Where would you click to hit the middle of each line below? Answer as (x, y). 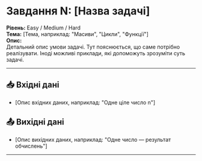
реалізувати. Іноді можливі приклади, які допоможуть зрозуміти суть (96, 53)
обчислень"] (31, 146)
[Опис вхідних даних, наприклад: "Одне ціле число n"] (85, 102)
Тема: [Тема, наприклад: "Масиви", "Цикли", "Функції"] (78, 34)
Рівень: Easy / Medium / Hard (44, 28)
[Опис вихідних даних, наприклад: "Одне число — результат (93, 139)
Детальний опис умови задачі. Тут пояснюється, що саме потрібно (93, 47)
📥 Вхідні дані (33, 85)
